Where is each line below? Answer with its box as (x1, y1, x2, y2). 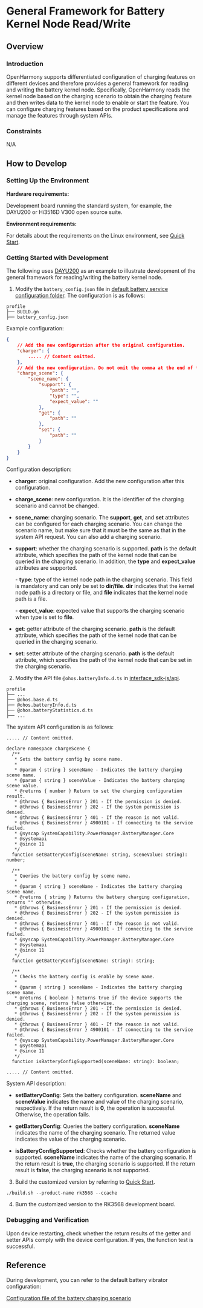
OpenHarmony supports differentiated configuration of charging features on (6, 73, 196, 80)
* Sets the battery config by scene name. (14, 756, 123, 762)
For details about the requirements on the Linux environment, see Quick (6, 232, 185, 239)
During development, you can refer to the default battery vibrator (6, 1276, 168, 1283)
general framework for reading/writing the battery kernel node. (6, 274, 163, 281)
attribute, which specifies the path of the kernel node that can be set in (14, 656, 192, 664)
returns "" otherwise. (6, 899, 63, 906)
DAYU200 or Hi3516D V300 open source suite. (6, 208, 123, 216)
